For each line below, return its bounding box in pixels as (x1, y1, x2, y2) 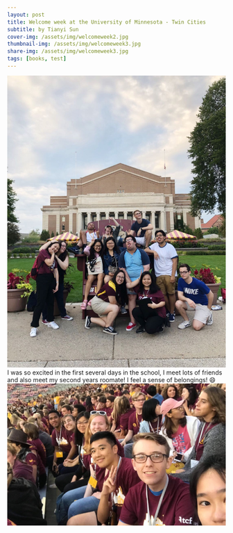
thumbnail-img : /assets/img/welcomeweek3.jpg (7, 40, 141, 48)
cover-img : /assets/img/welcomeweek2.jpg (7, 33, 129, 40)
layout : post (7, 11, 45, 18)
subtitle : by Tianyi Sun (7, 26, 79, 33)
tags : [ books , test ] (7, 56, 67, 63)
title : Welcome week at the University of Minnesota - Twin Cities (7, 18, 207, 26)
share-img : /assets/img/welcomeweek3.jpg (7, 48, 129, 55)
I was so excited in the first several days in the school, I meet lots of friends (7, 368, 223, 377)
